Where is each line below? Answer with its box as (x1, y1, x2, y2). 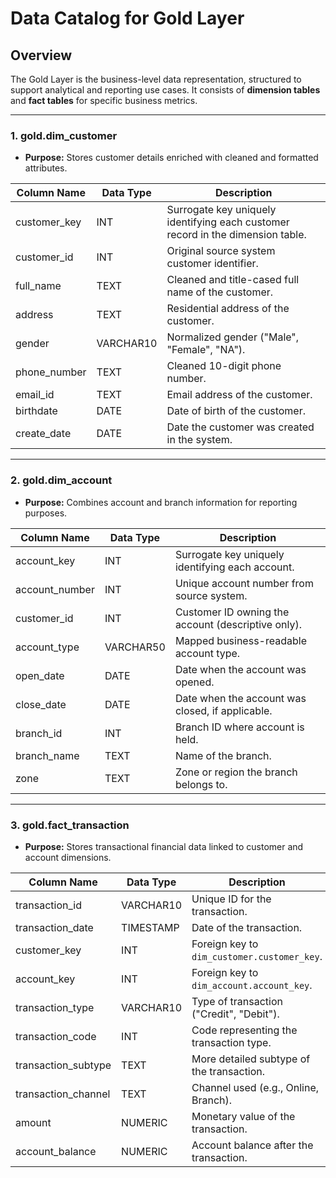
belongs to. (174, 777, 228, 791)
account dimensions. (24, 851, 112, 863)
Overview (10, 47, 73, 64)
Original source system (166, 244, 276, 258)
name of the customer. (166, 285, 274, 299)
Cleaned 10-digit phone (166, 359, 282, 373)
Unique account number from (174, 576, 314, 590)
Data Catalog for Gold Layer (10, 7, 245, 30)
